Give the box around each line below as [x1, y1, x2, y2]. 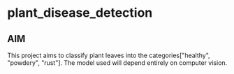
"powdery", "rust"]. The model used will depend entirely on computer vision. [7, 59, 228, 67]
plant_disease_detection [7, 5, 153, 21]
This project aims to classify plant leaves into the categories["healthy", [7, 51, 211, 59]
